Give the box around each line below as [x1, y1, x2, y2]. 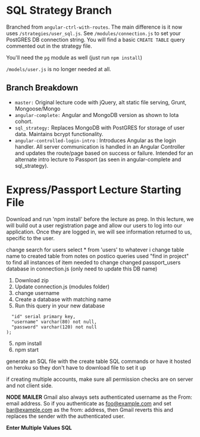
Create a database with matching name [14, 296, 111, 303]
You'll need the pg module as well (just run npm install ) [6, 54, 143, 61]
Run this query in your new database [14, 302, 105, 309]
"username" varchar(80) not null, [11, 319, 97, 325]
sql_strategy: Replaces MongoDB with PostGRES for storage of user [14, 124, 185, 131]
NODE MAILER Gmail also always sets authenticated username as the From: [6, 393, 192, 401]
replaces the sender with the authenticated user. [6, 413, 125, 420]
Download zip [14, 276, 49, 284]
